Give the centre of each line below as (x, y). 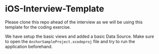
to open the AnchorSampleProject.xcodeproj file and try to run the (70, 41)
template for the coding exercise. (38, 27)
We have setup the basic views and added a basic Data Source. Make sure (79, 36)
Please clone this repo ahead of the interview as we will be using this (74, 22)
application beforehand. (29, 46)
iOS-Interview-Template (55, 9)
